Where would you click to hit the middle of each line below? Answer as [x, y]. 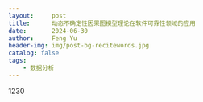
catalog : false [34, 53]
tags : [17, 61]
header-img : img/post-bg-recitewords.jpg [79, 46]
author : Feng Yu [43, 38]
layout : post [37, 16]
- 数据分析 [39, 68]
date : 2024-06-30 [48, 31]
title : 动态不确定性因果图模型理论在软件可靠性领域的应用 [102, 23]
